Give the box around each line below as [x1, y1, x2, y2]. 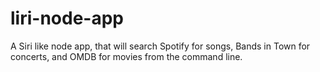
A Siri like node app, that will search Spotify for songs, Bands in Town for [10, 40, 311, 52]
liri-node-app [10, 7, 124, 30]
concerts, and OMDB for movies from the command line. [10, 50, 243, 62]
